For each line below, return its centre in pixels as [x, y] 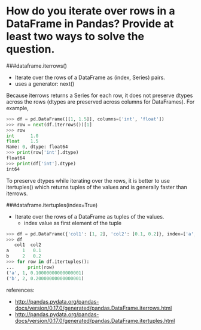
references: [20, 290]
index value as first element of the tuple [73, 223]
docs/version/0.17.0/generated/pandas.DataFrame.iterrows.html [93, 308]
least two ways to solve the [75, 37]
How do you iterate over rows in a [91, 11]
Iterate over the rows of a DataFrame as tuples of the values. [89, 216]
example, [17, 108]
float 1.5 [22, 141]
